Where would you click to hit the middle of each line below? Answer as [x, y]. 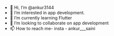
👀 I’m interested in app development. [47, 13]
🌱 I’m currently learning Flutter [41, 18]
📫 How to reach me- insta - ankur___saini [53, 28]
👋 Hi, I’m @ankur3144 [32, 8]
